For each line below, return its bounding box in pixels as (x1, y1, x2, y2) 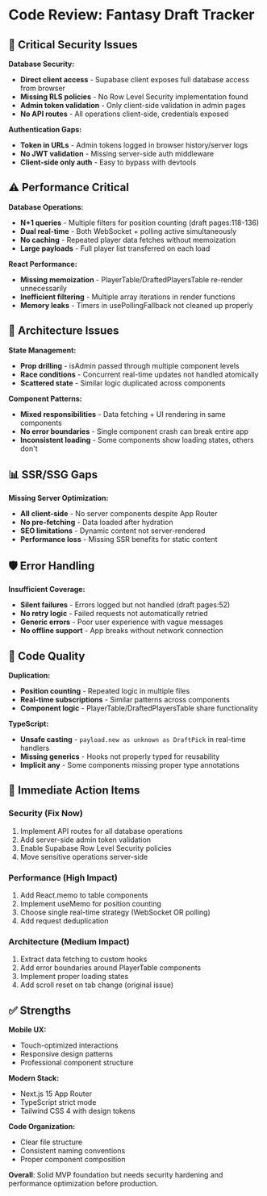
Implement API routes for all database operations (19, 826, 183, 836)
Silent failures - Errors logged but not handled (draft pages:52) (19, 600, 231, 610)
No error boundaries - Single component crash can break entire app (19, 426, 248, 436)
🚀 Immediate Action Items (8, 784, 140, 798)
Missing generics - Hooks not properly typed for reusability (19, 752, 220, 761)
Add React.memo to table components (19, 890, 148, 900)
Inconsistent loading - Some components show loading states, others (19, 435, 254, 444)
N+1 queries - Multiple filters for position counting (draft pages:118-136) (19, 218, 260, 227)
